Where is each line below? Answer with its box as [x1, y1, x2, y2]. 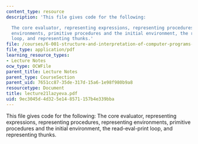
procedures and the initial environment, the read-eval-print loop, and [6, 125, 173, 132]
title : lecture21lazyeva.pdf [6, 91, 78, 97]
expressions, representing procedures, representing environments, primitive [6, 119, 191, 126]
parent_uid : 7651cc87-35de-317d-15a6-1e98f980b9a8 [6, 80, 133, 86]
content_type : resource [6, 8, 65, 15]
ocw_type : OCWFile [6, 63, 51, 69]
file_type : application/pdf [6, 47, 75, 53]
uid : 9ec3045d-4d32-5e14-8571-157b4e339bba [6, 96, 115, 102]
